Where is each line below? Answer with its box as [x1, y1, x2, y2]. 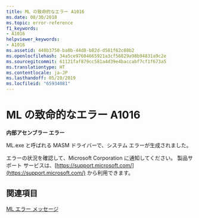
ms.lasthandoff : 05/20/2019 [6, 75, 76, 81]
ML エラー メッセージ [6, 205, 59, 212]
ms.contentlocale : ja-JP [6, 70, 68, 76]
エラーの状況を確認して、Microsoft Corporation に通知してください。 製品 [6, 154, 188, 161]
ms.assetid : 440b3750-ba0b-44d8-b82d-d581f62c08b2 [6, 48, 135, 54]
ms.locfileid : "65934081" [6, 81, 70, 87]
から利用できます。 [86, 169, 134, 176]
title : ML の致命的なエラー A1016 [6, 8, 85, 15]
